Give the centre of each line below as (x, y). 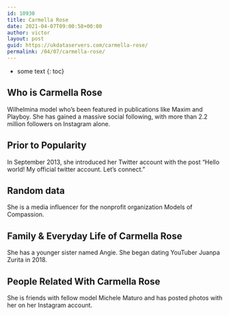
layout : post (26, 39)
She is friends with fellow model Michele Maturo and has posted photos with (115, 297)
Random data (36, 190)
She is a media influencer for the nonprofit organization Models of (100, 207)
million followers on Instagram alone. (59, 123)
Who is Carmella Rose (55, 93)
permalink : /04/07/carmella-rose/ (56, 52)
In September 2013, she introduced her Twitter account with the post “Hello (113, 162)
